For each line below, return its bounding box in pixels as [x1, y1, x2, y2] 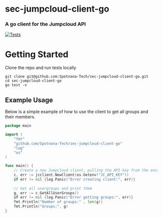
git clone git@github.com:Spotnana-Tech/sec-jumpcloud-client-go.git [5, 74, 149, 79]
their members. [5, 114, 35, 120]
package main [5, 123, 32, 128]
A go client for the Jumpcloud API [5, 21, 86, 28]
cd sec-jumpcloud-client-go [5, 79, 62, 84]
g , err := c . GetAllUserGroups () [14, 190, 79, 195]
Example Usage [5, 96, 53, 104]
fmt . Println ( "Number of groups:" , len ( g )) [14, 200, 103, 204]
